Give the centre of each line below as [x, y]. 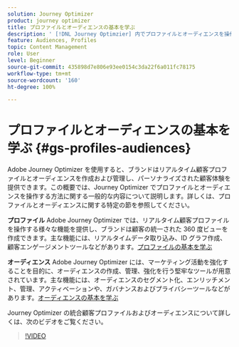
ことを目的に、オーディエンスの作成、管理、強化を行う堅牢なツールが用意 [122, 271]
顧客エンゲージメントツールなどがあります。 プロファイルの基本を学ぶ [110, 247]
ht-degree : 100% [31, 87]
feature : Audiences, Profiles [52, 41]
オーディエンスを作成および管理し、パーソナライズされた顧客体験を [131, 178]
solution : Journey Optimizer [51, 14]
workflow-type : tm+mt [39, 73]
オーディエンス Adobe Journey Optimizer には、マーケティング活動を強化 [115, 262]
